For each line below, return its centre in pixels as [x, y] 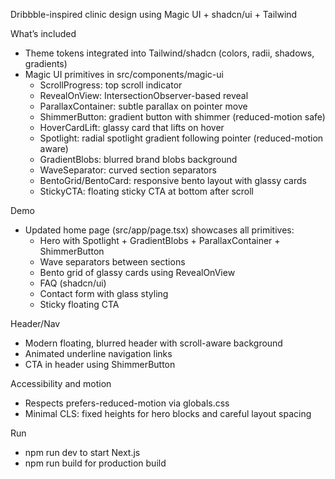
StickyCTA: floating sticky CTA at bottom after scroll [146, 191]
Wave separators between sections [112, 262]
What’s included [43, 33]
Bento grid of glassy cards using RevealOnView [137, 272]
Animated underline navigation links [98, 353]
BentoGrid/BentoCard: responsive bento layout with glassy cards [173, 180]
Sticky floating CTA [79, 304]
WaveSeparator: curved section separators [128, 170]
